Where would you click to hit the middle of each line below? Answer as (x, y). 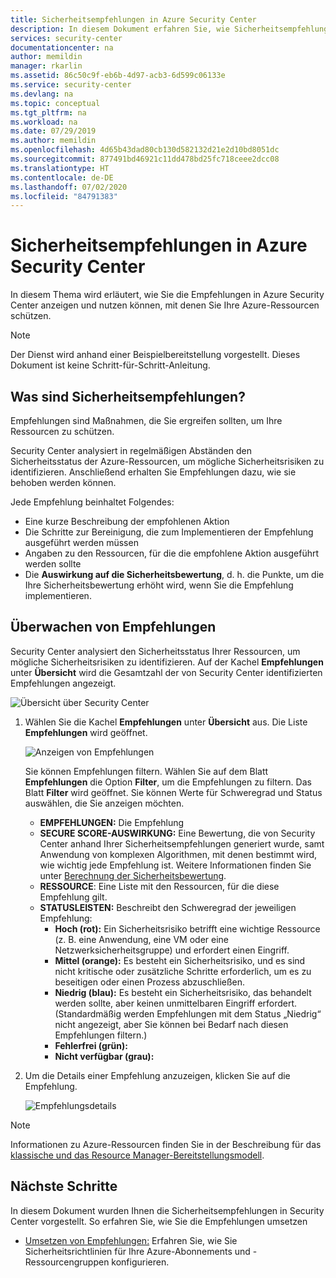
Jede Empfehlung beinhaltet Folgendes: (92, 502)
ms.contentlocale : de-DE (62, 177)
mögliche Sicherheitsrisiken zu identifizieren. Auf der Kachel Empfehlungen (167, 662)
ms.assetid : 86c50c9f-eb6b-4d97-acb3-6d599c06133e (118, 76)
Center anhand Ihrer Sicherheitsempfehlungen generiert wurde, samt (182, 843)
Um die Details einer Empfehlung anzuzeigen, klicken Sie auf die (157, 1075)
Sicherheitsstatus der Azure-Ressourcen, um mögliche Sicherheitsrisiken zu (167, 461)
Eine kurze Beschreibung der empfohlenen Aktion (127, 521)
